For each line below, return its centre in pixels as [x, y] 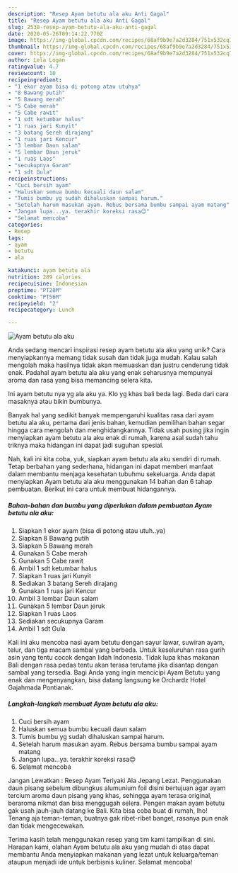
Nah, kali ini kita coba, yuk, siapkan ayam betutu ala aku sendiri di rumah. [115, 459]
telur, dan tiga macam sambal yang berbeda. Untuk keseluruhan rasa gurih [117, 650]
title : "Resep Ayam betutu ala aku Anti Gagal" [79, 21]
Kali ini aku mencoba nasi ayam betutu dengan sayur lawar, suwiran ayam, [116, 643]
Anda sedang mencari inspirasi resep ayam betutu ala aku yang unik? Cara [117, 350]
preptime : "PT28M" [35, 290]
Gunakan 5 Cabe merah [53, 553]
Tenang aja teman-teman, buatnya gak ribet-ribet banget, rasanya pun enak [118, 818]
